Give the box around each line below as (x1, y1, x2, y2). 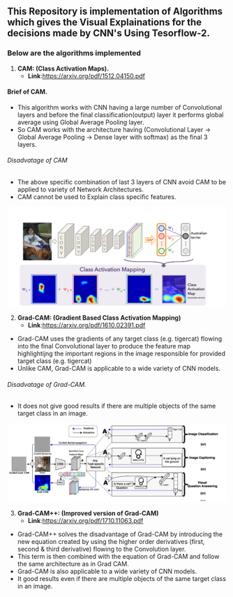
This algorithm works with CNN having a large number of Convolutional (17, 103, 223, 111)
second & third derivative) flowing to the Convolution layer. (17, 545, 186, 553)
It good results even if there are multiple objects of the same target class (17, 574, 227, 582)
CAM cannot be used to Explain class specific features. (17, 193, 176, 201)
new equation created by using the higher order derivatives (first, (17, 537, 205, 545)
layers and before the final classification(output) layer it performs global (17, 110, 224, 119)
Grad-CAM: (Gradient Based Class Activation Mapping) (17, 314, 181, 322)
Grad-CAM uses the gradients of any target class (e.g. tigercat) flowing (17, 334, 223, 343)
